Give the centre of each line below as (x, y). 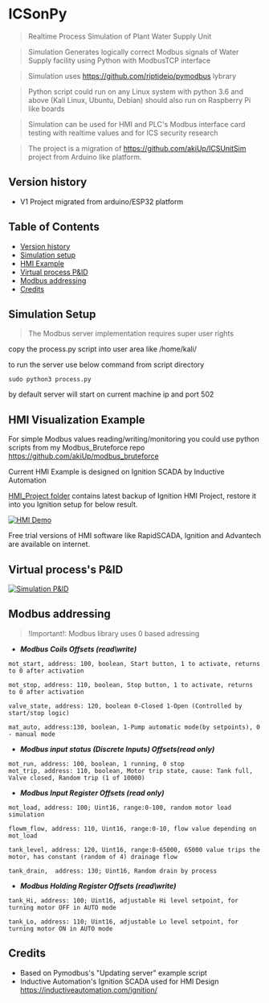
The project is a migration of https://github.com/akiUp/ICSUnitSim (137, 148)
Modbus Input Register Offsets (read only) (92, 792)
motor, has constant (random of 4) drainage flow (93, 857)
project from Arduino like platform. (85, 157)
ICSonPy (38, 14)
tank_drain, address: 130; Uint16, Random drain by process (113, 871)
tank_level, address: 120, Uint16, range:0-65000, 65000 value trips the (134, 849)
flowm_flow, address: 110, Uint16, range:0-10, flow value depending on (132, 828)
